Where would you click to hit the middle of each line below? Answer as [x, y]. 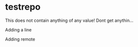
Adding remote [20, 39]
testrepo [23, 7]
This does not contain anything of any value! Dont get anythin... [69, 20]
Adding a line [18, 30]
